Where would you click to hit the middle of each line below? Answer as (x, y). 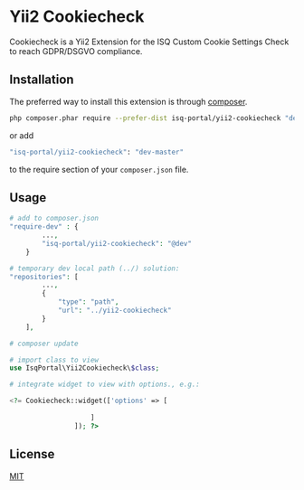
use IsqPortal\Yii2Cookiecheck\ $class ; (85, 368)
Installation (42, 80)
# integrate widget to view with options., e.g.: (105, 385)
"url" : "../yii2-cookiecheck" (114, 311)
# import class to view (54, 360)
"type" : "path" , (88, 302)
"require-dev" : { (44, 227)
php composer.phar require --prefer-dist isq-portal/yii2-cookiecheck (145, 118)
